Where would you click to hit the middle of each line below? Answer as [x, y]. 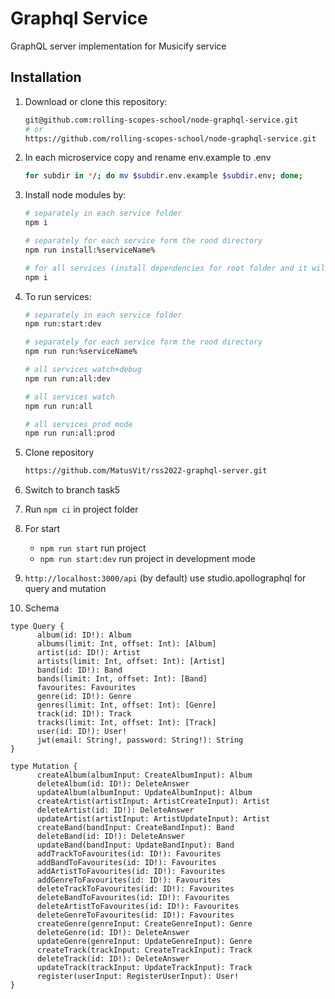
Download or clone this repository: [96, 101]
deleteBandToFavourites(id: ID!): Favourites [133, 898]
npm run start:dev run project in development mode [147, 559]
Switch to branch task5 [72, 490]
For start [42, 529]
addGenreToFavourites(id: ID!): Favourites [129, 880]
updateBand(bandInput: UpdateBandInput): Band [135, 845]
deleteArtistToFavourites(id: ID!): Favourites [138, 907]
